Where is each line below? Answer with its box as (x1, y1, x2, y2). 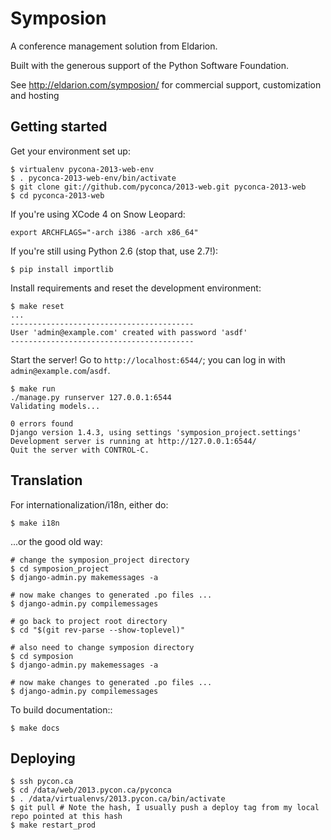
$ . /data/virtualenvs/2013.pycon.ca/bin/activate (10, 794, 226, 804)
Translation (10, 472, 83, 489)
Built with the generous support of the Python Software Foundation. (10, 59, 290, 71)
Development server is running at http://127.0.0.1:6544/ (10, 436, 257, 446)
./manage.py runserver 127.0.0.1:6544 (10, 392, 172, 402)
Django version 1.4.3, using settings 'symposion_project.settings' (10, 427, 302, 437)
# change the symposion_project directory (10, 555, 190, 565)
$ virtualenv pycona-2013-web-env (10, 164, 155, 174)
